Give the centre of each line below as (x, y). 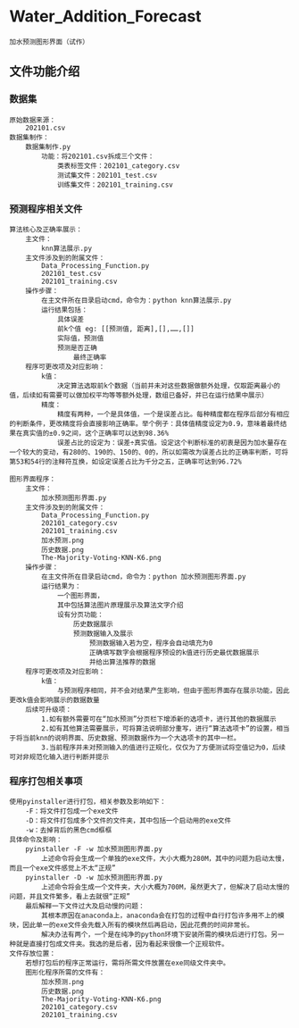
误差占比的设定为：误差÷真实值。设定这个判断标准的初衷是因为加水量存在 (172, 443)
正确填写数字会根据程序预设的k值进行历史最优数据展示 (174, 652)
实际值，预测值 (80, 338)
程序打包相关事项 (46, 781)
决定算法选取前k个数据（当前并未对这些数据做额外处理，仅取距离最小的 (169, 386)
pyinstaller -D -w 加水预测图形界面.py (94, 878)
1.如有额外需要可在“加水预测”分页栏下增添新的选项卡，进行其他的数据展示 (159, 719)
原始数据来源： (33, 120)
